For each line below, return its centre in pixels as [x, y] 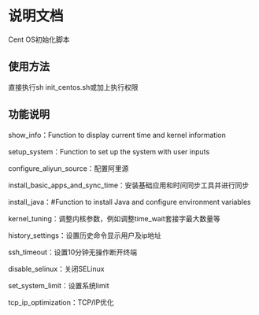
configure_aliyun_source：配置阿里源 [68, 168]
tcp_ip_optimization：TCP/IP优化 [61, 302]
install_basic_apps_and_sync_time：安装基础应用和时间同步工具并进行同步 [129, 185]
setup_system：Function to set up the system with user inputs [109, 151]
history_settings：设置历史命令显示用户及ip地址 [85, 235]
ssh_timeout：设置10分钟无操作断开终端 [73, 252]
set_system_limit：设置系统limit [59, 285]
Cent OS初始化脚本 [39, 39]
